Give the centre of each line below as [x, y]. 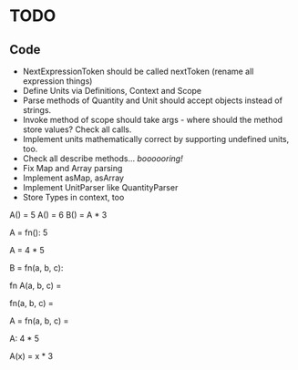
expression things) [57, 81]
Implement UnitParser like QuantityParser [100, 187]
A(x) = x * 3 [31, 356]
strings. [37, 110]
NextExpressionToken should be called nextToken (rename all [138, 71]
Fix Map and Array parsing [72, 168]
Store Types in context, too [73, 197]
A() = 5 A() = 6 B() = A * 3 [58, 215]
